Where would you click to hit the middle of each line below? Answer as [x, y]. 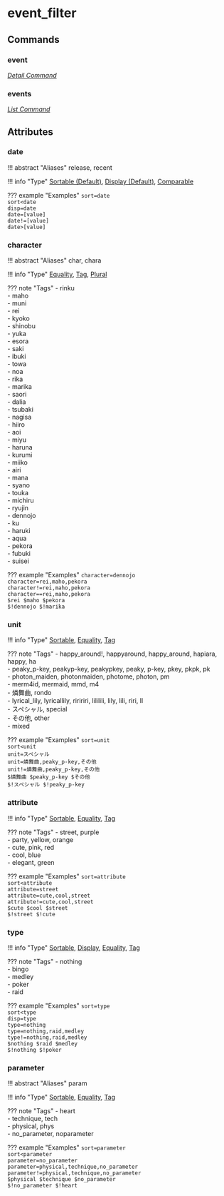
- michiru [21, 500]
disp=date [22, 208]
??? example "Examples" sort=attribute [66, 876]
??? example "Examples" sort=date [59, 195]
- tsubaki [21, 410]
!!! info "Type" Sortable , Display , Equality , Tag [74, 948]
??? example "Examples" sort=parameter [66, 1147]
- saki [16, 349]
